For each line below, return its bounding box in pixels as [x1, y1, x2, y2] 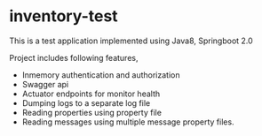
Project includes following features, [9, 52, 139, 63]
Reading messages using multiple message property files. [21, 117, 234, 127]
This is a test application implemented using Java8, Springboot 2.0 [9, 35, 253, 46]
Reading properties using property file [21, 107, 163, 117]
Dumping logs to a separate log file [21, 97, 151, 108]
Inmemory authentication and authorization [21, 69, 180, 80]
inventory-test [9, 6, 118, 26]
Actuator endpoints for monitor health [21, 88, 161, 99]
